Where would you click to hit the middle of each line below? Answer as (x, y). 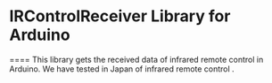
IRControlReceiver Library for (120, 16)
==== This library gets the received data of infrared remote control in (136, 59)
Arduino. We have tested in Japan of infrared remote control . (122, 69)
